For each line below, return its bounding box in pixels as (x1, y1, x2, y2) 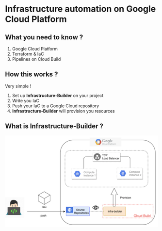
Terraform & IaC (12, 51, 45, 57)
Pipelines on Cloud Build (12, 56, 61, 62)
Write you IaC (12, 98, 40, 103)
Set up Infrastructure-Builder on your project (12, 92, 104, 98)
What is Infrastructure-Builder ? (5, 122, 103, 131)
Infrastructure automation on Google (5, 3, 156, 15)
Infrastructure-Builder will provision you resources (12, 108, 115, 114)
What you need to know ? (5, 33, 83, 41)
